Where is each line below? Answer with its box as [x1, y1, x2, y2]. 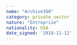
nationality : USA [6, 25, 49, 31]
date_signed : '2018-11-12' [6, 30, 72, 36]
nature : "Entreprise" [6, 19, 59, 25]
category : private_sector [6, 14, 69, 20]
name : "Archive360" [6, 8, 54, 15]
